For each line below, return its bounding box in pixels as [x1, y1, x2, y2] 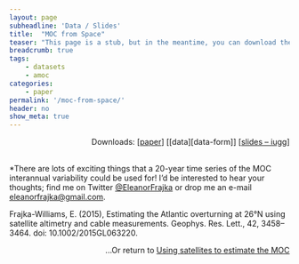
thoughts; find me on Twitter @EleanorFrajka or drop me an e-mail [9, 182, 252, 193]
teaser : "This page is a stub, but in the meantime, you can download [9, 37, 277, 47]
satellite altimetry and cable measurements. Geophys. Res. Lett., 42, [9, 219, 260, 229]
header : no [9, 104, 50, 113]
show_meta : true [9, 112, 69, 121]
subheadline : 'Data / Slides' [9, 21, 122, 30]
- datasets [25, 63, 66, 72]
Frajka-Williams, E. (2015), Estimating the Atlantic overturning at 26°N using [9, 209, 287, 220]
